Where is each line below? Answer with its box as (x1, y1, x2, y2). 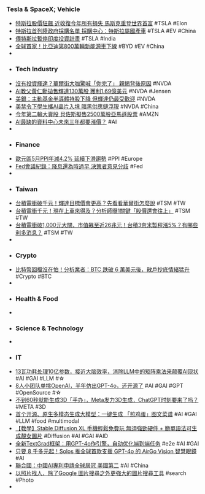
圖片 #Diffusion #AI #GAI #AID (31, 432, 109, 440)
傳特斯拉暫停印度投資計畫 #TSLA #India (15, 35, 116, 42)
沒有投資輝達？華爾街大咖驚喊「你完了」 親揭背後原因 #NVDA (15, 79, 172, 87)
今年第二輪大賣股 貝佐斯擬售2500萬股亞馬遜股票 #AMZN (15, 110, 159, 118)
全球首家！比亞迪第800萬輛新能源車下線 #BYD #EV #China (15, 42, 164, 50)
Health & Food (15, 295, 58, 303)
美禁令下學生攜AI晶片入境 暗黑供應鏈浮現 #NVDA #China (15, 102, 159, 110)
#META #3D (15, 403, 46, 411)
